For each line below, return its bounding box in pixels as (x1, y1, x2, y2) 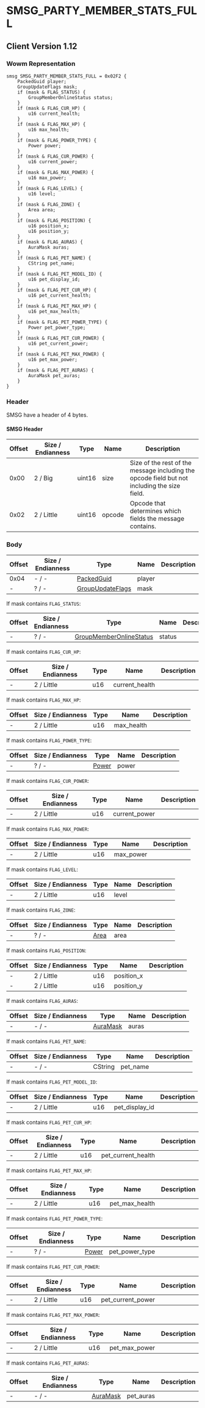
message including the (130, 466, 195, 475)
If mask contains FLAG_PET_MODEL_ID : (6, 1078, 98, 1085)
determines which (130, 507, 182, 515)
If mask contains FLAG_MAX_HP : (6, 696, 81, 703)
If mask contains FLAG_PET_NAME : (6, 1037, 87, 1045)
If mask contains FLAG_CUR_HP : (6, 648, 81, 655)
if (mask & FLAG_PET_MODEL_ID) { (17, 271, 103, 277)
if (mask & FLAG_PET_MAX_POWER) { (17, 351, 105, 358)
